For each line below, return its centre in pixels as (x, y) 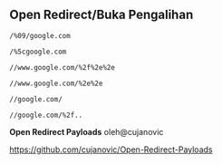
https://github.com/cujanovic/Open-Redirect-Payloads (111, 150)
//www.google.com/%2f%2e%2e (63, 67)
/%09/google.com (40, 35)
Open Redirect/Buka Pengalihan (101, 15)
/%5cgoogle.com (38, 52)
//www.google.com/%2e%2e (56, 83)
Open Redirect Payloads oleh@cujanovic (87, 131)
